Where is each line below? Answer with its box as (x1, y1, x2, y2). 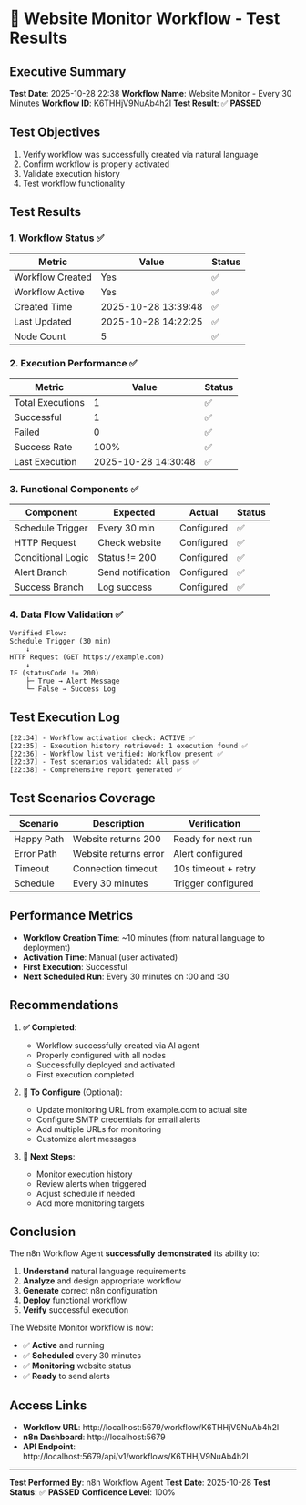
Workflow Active (14, 285, 85, 298)
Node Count (14, 330, 66, 343)
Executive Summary (9, 64, 127, 79)
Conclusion (9, 1224, 76, 1240)
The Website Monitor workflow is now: (9, 1322, 154, 1334)
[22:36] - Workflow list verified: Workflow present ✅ (9, 749, 224, 759)
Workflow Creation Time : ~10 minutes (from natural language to (22, 932, 266, 943)
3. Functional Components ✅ (9, 482, 139, 495)
